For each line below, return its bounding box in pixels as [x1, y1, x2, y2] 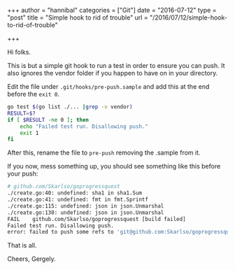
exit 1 [20, 129, 39, 136]
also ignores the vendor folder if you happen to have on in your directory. [7, 69, 218, 77]
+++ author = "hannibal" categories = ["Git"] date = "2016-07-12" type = [7, 6, 217, 14]
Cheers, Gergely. [7, 255, 56, 263]
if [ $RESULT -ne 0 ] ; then [7, 116, 90, 123]
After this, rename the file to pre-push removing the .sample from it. [7, 148, 201, 157]
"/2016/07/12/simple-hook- [149, 13, 227, 22]
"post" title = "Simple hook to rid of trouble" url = [7, 13, 148, 22]
